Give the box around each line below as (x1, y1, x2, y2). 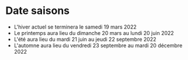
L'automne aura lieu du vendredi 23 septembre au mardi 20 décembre (13, 42, 183, 49)
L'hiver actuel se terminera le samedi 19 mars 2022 (13, 23, 137, 30)
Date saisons (5, 4, 70, 17)
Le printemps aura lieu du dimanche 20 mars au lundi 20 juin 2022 (13, 29, 175, 36)
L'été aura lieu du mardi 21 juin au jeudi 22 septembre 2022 (13, 36, 156, 43)
